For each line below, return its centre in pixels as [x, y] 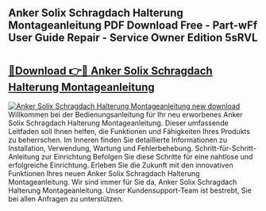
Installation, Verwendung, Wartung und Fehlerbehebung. [101, 148]
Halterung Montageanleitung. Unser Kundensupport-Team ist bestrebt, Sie [130, 190]
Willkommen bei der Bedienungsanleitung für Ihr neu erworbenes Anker [126, 115]
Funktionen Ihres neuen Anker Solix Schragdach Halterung [104, 173]
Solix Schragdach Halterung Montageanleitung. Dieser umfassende [118, 123]
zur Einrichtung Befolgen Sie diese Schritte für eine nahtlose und [147, 157]
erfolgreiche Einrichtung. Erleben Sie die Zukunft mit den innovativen [121, 165]
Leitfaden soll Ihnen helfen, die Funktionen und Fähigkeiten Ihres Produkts [129, 131]
